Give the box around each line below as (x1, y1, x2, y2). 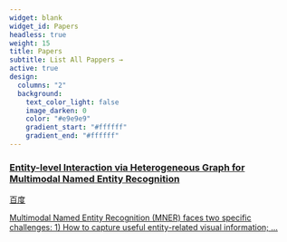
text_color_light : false (25, 97, 120, 107)
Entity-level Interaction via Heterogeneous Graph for (9, 160, 245, 173)
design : (9, 73, 39, 82)
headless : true (9, 30, 67, 39)
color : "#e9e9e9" (25, 114, 91, 123)
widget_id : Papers (9, 22, 79, 31)
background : (17, 89, 63, 98)
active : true (9, 64, 59, 73)
